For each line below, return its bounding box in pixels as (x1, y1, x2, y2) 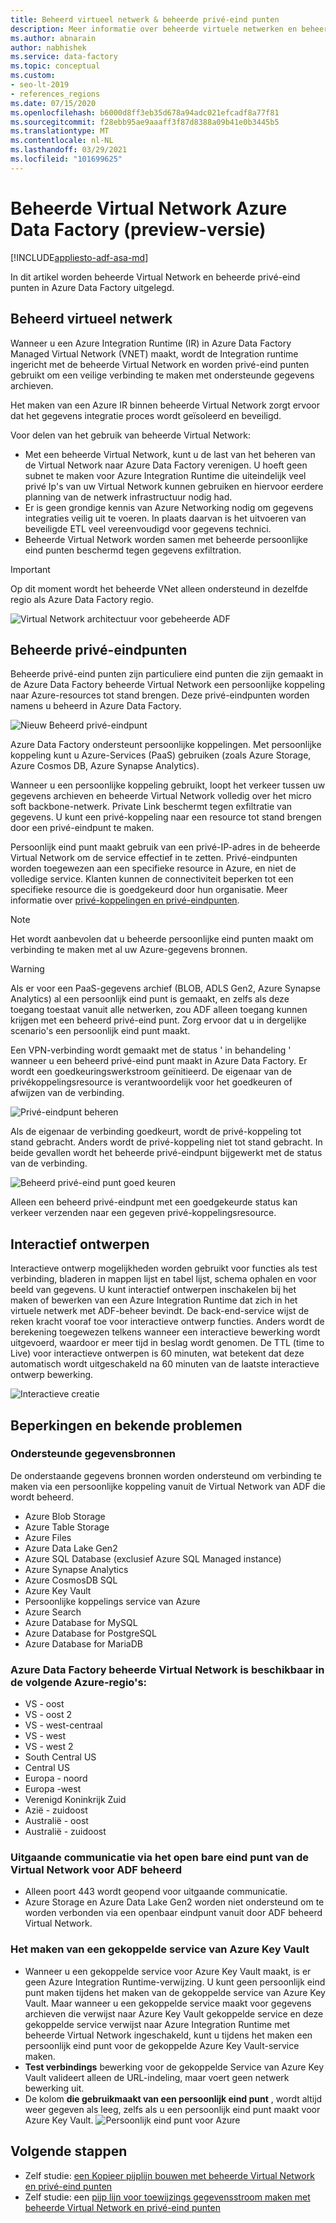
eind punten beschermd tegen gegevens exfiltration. (24, 544, 242, 556)
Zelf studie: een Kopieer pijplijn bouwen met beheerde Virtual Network (24, 2169, 315, 2181)
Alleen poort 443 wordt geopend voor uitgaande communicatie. (24, 1886, 288, 1898)
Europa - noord (24, 1772, 88, 1785)
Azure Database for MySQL (24, 1616, 138, 1628)
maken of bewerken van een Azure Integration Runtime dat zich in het (10, 1294, 298, 1306)
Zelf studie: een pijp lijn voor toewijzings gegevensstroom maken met (24, 2191, 311, 2203)
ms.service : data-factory (10, 52, 118, 62)
